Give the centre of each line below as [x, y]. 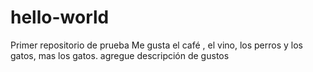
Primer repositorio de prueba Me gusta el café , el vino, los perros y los [156, 45]
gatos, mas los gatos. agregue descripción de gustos [120, 55]
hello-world [60, 17]
